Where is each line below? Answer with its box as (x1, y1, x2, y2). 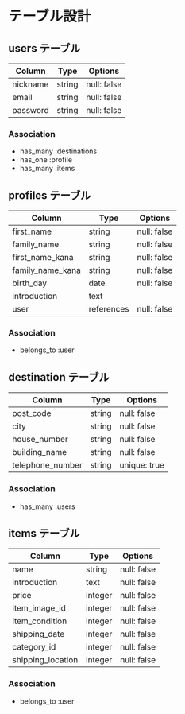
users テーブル (8, 41, 81, 55)
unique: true (119, 460, 165, 471)
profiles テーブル (8, 188, 91, 202)
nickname (12, 79, 49, 90)
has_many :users (19, 502, 75, 511)
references (88, 304, 129, 315)
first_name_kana (12, 252, 74, 263)
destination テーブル (8, 371, 110, 384)
